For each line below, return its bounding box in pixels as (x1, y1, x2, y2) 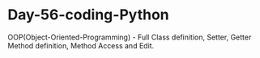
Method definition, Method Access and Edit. (7, 40, 155, 50)
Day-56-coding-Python (7, 6, 169, 24)
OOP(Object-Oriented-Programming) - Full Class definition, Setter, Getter (7, 32, 252, 42)
